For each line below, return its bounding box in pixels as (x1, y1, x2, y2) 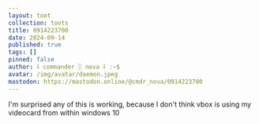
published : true (8, 41, 62, 49)
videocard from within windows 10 (8, 107, 120, 117)
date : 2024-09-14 (8, 33, 66, 42)
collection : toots (8, 19, 69, 27)
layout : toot (8, 11, 51, 20)
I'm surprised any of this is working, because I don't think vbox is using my (8, 100, 252, 109)
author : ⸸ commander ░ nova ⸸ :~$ (8, 63, 120, 71)
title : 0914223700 (8, 26, 69, 34)
